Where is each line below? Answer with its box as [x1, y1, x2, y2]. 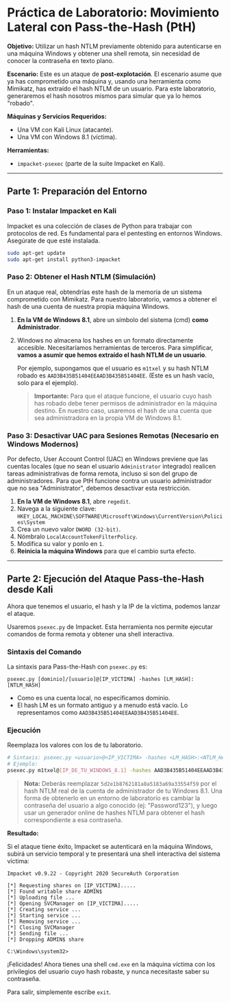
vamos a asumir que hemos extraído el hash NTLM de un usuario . [16, 351, 207, 359]
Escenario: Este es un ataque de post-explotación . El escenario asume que [7, 70, 222, 78]
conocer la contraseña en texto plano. [7, 56, 114, 64]
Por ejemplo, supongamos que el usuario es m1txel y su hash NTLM [16, 364, 209, 372]
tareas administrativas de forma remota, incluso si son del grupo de [7, 469, 198, 478]
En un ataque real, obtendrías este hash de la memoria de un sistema [7, 288, 202, 296]
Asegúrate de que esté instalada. [7, 236, 101, 245]
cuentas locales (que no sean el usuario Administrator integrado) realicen [7, 462, 216, 470]
